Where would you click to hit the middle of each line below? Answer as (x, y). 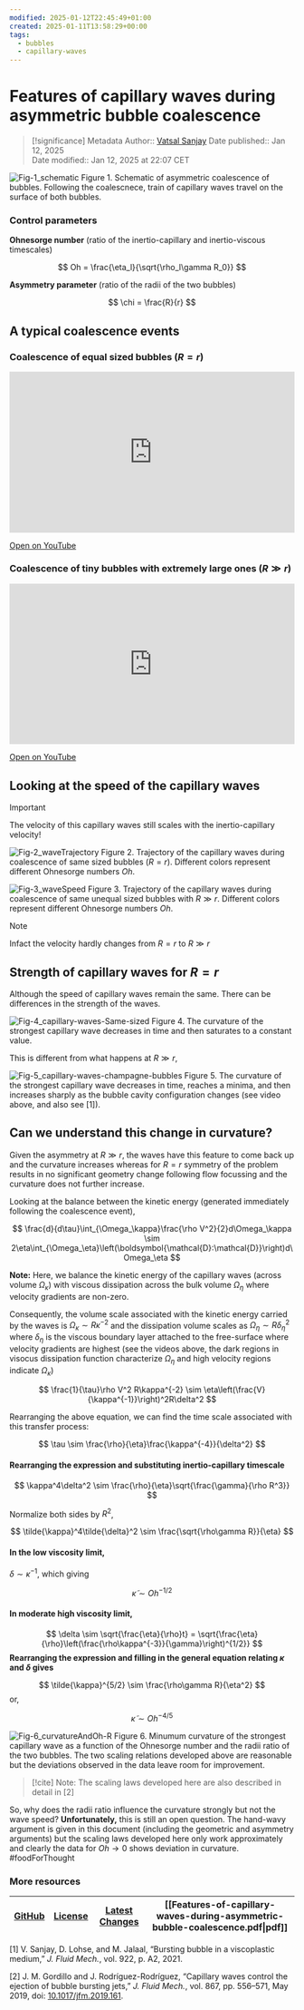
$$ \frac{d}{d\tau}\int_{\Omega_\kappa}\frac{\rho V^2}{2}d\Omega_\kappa (152, 1228)
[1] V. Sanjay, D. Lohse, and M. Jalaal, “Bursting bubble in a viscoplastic (142, 1949)
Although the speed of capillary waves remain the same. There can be (140, 993)
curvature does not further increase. (77, 1184)
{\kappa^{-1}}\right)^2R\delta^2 (146, 1400)
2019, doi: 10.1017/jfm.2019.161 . (66, 1995)
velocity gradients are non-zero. (69, 1296)
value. (21, 1040)
